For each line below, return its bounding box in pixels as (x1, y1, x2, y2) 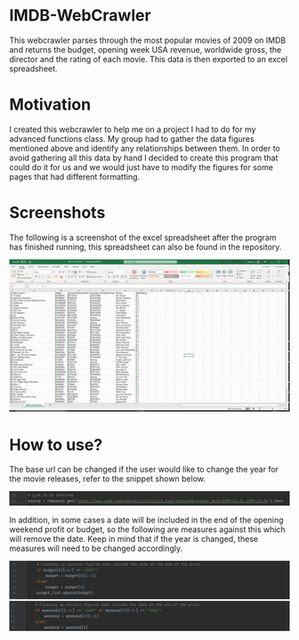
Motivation (9, 94, 92, 115)
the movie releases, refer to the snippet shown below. (9, 473, 206, 484)
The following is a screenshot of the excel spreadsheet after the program (9, 232, 277, 242)
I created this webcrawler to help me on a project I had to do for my (9, 124, 256, 135)
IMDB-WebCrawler (9, 5, 151, 26)
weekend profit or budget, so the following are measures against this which (9, 523, 287, 535)
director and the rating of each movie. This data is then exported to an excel (9, 53, 287, 64)
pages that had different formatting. (9, 171, 141, 182)
